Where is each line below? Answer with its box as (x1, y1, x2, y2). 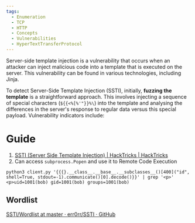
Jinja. (6, 75, 19, 82)
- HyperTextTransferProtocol (11, 41, 83, 47)
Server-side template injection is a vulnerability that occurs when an (6, 57, 170, 64)
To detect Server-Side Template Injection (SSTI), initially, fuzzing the (6, 87, 172, 94)
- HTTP (11, 25, 28, 31)
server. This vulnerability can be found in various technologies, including (6, 69, 182, 76)
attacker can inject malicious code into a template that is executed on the (6, 63, 183, 70)
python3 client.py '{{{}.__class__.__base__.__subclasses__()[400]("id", (6, 169, 190, 175)
